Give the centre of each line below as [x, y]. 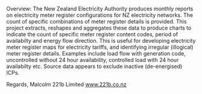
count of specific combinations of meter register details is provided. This [96, 21]
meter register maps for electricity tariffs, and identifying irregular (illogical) [100, 47]
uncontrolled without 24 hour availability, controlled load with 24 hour [93, 60]
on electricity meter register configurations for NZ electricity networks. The [100, 15]
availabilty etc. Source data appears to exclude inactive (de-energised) [94, 66]
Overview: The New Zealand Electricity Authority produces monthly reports [100, 9]
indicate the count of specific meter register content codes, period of [92, 34]
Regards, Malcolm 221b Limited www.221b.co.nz [66, 84]
